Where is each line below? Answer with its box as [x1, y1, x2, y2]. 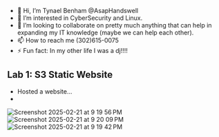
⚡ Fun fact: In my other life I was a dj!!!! [17, 47, 128, 54]
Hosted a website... [17, 87, 73, 96]
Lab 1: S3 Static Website [7, 69, 113, 81]
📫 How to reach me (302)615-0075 [17, 36, 120, 44]
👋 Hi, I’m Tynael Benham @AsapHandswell [17, 7, 139, 14]
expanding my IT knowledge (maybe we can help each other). [17, 28, 194, 36]
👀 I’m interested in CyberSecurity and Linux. [17, 14, 143, 22]
